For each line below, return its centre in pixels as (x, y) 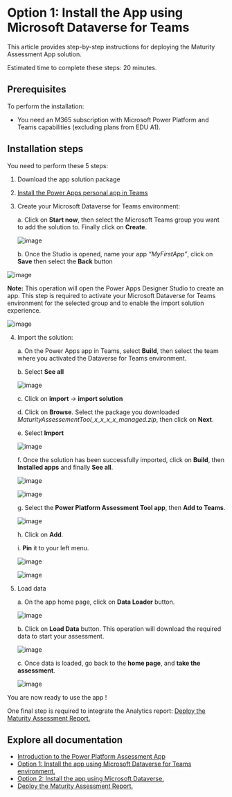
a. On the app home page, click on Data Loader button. (96, 602)
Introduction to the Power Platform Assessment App (91, 757)
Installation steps (45, 149)
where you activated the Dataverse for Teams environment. (102, 358)
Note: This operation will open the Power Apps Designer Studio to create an (115, 288)
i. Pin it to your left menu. (53, 548)
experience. (24, 310)
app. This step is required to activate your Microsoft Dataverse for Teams (111, 295)
